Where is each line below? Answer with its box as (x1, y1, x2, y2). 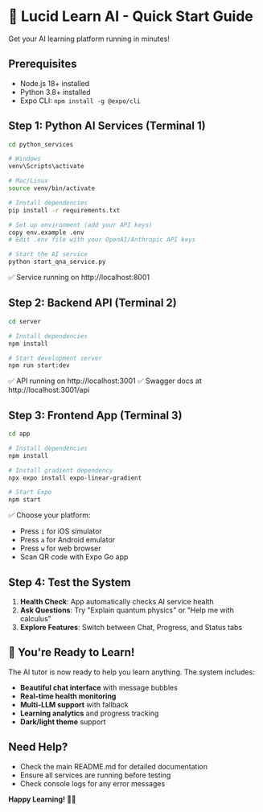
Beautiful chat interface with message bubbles (19, 682, 179, 692)
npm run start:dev (8, 361, 70, 369)
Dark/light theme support (19, 716, 106, 727)
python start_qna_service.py (8, 258, 106, 266)
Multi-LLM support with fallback (19, 699, 129, 709)
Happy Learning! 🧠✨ (8, 794, 76, 804)
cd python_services (8, 140, 74, 148)
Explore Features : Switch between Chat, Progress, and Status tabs (19, 623, 243, 632)
